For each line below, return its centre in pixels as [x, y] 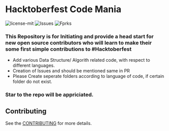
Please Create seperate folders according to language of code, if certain [88, 76]
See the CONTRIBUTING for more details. [49, 123]
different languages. [33, 65]
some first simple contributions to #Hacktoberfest [69, 49]
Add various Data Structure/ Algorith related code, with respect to [81, 60]
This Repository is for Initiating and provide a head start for [79, 36]
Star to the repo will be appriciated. [49, 95]
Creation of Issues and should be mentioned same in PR [71, 71]
